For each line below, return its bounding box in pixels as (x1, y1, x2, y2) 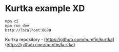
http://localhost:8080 (5, 27, 51, 33)
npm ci (5, 19, 19, 24)
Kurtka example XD (5, 3, 85, 14)
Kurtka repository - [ (5, 37, 46, 42)
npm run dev (5, 23, 29, 28)
